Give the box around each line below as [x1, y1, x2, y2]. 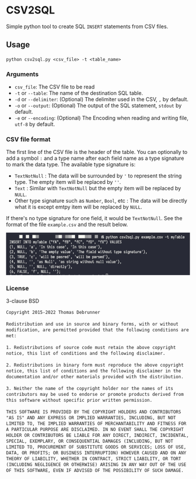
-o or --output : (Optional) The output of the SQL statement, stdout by [14, 102, 182, 109]
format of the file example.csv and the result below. [6, 221, 128, 228]
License [6, 284, 29, 292]
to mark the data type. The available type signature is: [6, 161, 136, 168]
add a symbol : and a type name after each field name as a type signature [6, 155, 184, 162]
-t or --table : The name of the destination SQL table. [14, 90, 143, 97]
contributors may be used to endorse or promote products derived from [6, 392, 184, 398]
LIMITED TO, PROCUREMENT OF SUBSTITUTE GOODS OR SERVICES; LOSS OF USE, [6, 444, 187, 450]
